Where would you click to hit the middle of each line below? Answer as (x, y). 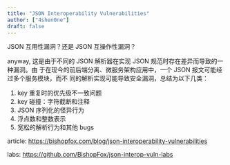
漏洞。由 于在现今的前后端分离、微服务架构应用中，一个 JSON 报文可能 (115, 70)
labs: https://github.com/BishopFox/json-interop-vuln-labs (90, 155)
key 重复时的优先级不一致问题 (59, 93)
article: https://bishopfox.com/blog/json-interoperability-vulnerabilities (107, 141)
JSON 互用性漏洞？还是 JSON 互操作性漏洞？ (72, 47)
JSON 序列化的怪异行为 (50, 110)
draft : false (26, 26)
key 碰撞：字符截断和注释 (53, 102)
